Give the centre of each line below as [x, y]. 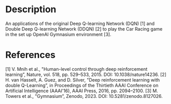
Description [31, 9]
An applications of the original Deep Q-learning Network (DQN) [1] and [80, 23]
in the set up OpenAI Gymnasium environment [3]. [58, 34]
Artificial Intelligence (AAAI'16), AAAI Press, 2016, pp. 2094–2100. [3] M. [82, 91]
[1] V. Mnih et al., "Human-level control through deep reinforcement [77, 69]
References [30, 55]
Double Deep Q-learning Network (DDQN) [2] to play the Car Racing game [84, 29]
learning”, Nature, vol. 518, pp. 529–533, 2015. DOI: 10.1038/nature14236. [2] [86, 74]
